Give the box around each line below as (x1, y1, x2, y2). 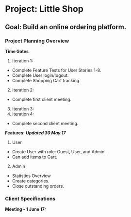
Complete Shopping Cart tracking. (12, 77, 81, 83)
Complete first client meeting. (12, 96, 72, 102)
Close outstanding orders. (12, 183, 65, 189)
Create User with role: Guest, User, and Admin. (12, 148, 106, 154)
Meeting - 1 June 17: (5, 206, 46, 212)
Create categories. (12, 178, 49, 183)
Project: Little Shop (5, 3, 84, 15)
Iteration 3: (12, 106, 34, 111)
